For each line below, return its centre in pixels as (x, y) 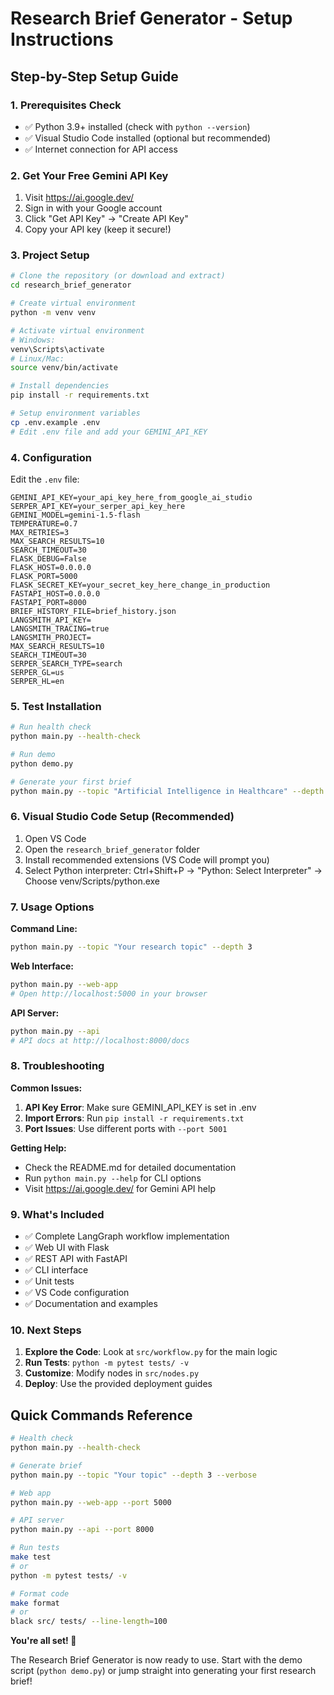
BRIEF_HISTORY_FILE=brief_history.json (93, 612)
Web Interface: (42, 966)
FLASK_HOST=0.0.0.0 (51, 568)
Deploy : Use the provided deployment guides (118, 1384)
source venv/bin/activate (64, 368)
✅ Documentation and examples (91, 1304)
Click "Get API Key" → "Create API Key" (106, 219)
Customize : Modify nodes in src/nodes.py (112, 1373)
